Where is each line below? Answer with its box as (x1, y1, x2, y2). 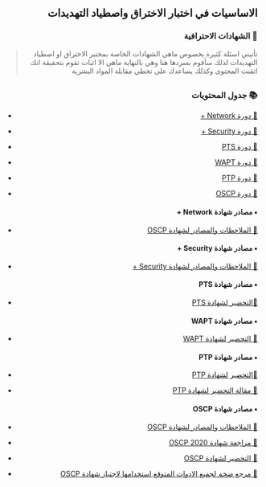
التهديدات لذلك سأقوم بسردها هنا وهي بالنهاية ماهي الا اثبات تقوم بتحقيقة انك (30, 57, 258, 67)
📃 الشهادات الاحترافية (183, 31, 258, 42)
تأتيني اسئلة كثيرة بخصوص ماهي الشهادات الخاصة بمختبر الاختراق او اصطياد (33, 48, 258, 59)
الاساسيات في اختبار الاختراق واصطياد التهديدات (47, 6, 258, 20)
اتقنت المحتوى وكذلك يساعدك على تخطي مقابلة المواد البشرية (71, 66, 258, 76)
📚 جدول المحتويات (191, 90, 258, 101)
